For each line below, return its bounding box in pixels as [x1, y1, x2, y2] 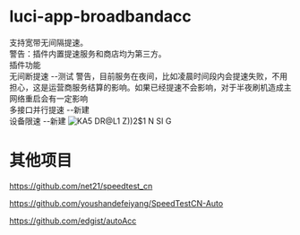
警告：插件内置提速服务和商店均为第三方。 [9, 48, 167, 59]
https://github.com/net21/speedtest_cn [9, 180, 153, 191]
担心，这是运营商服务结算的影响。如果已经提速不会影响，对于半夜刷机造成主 [9, 82, 292, 92]
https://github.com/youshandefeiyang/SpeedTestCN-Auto [9, 197, 224, 208]
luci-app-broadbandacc [9, 6, 193, 27]
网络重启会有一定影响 [9, 92, 88, 104]
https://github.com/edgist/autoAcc [9, 215, 137, 226]
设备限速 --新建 [9, 115, 66, 126]
